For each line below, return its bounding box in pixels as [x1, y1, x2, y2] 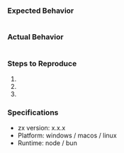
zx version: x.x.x [17, 124, 66, 132]
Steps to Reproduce [7, 58, 77, 68]
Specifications [7, 107, 59, 117]
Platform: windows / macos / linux [17, 131, 117, 140]
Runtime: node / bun [17, 139, 78, 147]
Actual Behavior [7, 32, 64, 42]
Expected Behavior [7, 6, 74, 16]
